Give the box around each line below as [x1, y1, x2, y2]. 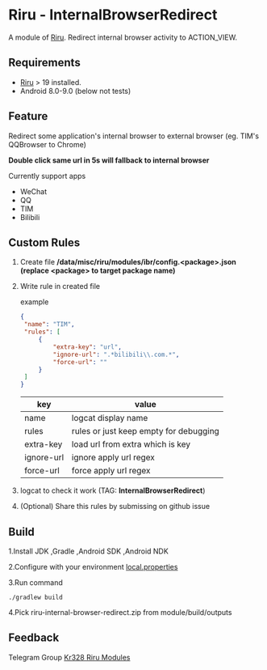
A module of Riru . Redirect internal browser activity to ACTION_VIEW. [8, 32, 238, 42]
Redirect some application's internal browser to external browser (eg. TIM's [8, 131, 260, 141]
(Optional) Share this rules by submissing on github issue [19, 502, 211, 511]
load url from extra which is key [71, 439, 191, 450]
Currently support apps [8, 171, 86, 180]
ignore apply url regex [71, 452, 156, 463]
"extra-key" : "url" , [52, 342, 123, 351]
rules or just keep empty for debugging [71, 426, 219, 437]
